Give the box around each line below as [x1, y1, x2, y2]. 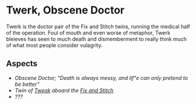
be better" [14, 80, 39, 88]
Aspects [6, 59, 38, 69]
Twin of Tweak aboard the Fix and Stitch [14, 86, 114, 94]
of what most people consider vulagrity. [6, 42, 103, 49]
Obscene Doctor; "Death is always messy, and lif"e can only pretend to [14, 74, 188, 81]
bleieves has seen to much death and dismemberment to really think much [6, 35, 187, 42]
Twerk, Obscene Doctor [6, 4, 125, 17]
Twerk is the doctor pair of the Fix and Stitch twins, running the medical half [6, 23, 190, 30]
